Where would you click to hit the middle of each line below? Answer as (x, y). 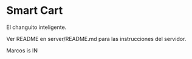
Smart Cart (35, 11)
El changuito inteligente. (36, 27)
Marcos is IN (22, 50)
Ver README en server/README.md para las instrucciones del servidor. (96, 39)
